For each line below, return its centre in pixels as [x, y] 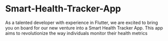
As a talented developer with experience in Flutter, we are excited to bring [82, 22]
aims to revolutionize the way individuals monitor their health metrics [76, 33]
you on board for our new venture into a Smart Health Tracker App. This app [84, 27]
